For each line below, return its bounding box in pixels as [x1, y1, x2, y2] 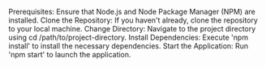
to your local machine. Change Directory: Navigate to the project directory [8, 24, 256, 33]
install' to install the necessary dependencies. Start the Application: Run [8, 41, 249, 51]
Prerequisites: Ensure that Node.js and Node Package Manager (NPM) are [8, 7, 255, 16]
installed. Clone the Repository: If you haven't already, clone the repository [8, 15, 258, 25]
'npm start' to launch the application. [8, 50, 131, 59]
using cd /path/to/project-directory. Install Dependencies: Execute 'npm [8, 32, 249, 42]
